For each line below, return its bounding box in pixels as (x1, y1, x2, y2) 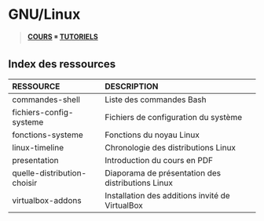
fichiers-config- (12, 107, 74, 118)
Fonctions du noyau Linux (104, 129, 200, 140)
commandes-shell (12, 94, 81, 105)
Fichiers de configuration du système (104, 111, 242, 122)
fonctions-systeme (12, 129, 84, 140)
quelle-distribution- (12, 167, 87, 178)
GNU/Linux (8, 5, 81, 24)
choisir (12, 177, 38, 188)
